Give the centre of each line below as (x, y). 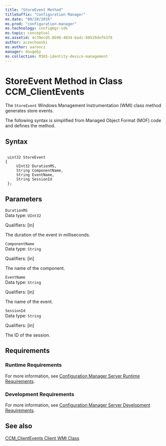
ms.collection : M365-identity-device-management (57, 56)
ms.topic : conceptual (28, 33)
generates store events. (29, 111)
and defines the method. (30, 126)
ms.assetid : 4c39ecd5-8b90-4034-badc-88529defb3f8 (59, 38)
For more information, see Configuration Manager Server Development (78, 405)
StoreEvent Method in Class (64, 81)
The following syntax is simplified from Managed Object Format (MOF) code (83, 120)
